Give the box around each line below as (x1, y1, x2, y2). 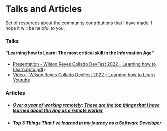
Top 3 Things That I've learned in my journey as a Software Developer (12, 120, 162, 126)
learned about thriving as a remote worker (12, 107, 103, 113)
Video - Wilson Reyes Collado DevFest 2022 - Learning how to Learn (12, 72, 155, 78)
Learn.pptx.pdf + (12, 66, 47, 73)
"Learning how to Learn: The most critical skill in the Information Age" (5, 50, 154, 56)
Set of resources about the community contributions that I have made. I (5, 20, 153, 26)
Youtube (12, 77, 30, 83)
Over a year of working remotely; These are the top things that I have (12, 102, 160, 108)
